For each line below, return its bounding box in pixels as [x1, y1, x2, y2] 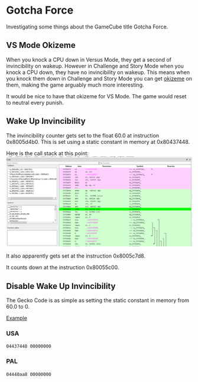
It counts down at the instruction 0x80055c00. [6, 264, 119, 271]
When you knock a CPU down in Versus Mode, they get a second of [6, 56, 171, 63]
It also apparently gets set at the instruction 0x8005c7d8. [6, 252, 146, 259]
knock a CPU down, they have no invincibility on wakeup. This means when [6, 69, 190, 76]
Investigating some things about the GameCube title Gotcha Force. [6, 23, 168, 30]
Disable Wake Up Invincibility [6, 281, 116, 291]
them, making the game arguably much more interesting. [6, 81, 144, 88]
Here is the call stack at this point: [6, 149, 89, 157]
